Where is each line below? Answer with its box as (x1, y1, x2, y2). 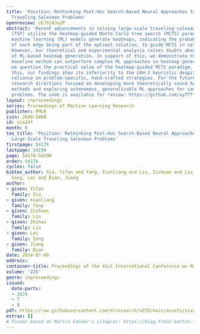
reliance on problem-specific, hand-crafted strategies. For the (11, 75, 177, 81)
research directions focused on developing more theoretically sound (11, 81, 187, 87)
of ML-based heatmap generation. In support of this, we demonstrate (11, 53, 187, 59)
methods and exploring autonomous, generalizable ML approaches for (11, 86, 185, 92)
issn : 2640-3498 (6, 114, 46, 120)
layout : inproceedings (6, 97, 62, 103)
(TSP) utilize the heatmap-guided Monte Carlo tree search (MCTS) (11, 31, 180, 37)
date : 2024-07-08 (6, 252, 49, 258)
